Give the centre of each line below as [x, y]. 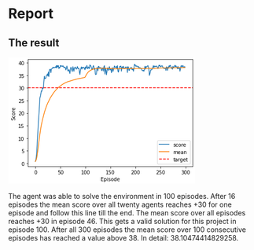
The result [34, 43]
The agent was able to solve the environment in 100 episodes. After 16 [122, 196]
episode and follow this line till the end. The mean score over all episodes [127, 213]
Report [31, 14]
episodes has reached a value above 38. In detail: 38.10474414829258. [123, 238]
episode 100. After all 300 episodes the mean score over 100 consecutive [127, 230]
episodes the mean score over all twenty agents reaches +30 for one [120, 204]
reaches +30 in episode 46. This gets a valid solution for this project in [122, 221]
